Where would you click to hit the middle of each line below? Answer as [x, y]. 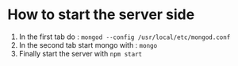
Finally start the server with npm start [81, 53]
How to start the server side [101, 15]
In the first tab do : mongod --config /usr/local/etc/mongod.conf [125, 37]
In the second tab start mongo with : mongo [88, 45]
